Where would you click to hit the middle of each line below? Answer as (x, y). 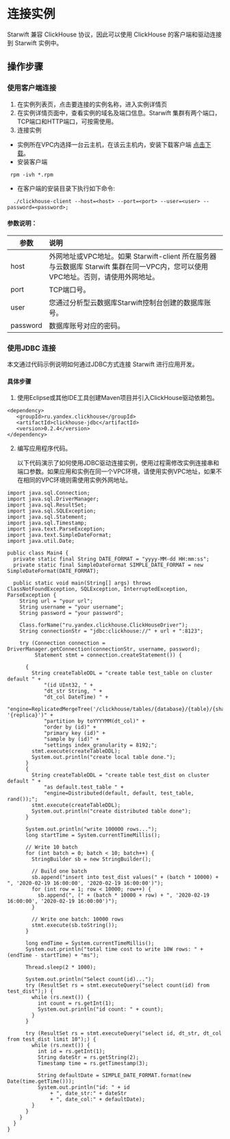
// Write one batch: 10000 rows (78, 919)
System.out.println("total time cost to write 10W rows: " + (114, 950)
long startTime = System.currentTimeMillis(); (93, 835)
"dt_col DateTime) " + (76, 697)
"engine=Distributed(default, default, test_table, (119, 793)
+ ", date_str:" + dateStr (89, 1094)
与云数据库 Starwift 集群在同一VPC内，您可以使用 (129, 266)
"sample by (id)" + (71, 739)
